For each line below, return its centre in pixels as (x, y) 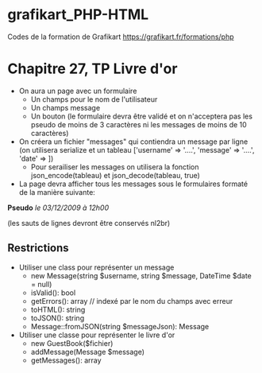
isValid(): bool (53, 293)
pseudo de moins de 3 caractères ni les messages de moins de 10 (139, 124)
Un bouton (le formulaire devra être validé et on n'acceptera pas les (142, 116)
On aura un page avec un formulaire (78, 91)
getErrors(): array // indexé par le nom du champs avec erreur (132, 301)
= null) (41, 284)
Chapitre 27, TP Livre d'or (92, 69)
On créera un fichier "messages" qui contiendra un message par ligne (133, 142)
